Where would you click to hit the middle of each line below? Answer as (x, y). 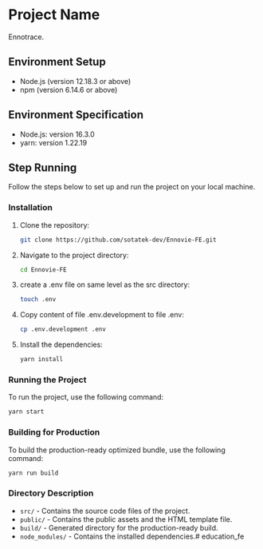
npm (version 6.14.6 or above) (69, 90)
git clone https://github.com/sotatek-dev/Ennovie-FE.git (118, 240)
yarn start (26, 412)
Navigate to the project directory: (74, 255)
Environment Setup (57, 62)
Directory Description (51, 493)
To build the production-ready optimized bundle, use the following (117, 450)
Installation (31, 208)
